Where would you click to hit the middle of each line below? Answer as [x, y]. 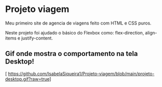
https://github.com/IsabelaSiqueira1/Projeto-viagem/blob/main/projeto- [81, 73]
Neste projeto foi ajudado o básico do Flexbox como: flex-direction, [74, 32]
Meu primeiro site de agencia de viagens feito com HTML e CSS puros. [78, 23]
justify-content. [37, 38]
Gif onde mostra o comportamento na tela [71, 54]
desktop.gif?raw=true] [28, 79]
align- [151, 32]
